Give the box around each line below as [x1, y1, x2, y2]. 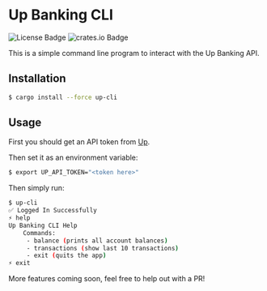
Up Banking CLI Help [8, 221, 78, 229]
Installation [8, 71, 66, 86]
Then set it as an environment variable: [8, 152, 138, 163]
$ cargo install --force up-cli [8, 93, 117, 101]
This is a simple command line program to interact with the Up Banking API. [8, 48, 261, 58]
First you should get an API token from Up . [8, 137, 150, 147]
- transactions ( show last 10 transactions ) [26, 244, 180, 252]
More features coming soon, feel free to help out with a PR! [8, 274, 206, 284]
